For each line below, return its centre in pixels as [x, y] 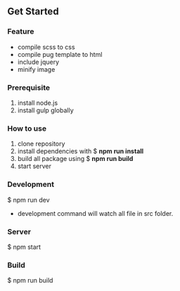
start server [34, 166]
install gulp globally [45, 110]
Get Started [33, 12]
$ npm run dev [29, 200]
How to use [27, 128]
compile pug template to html [60, 54]
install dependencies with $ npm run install [81, 151]
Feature [21, 32]
